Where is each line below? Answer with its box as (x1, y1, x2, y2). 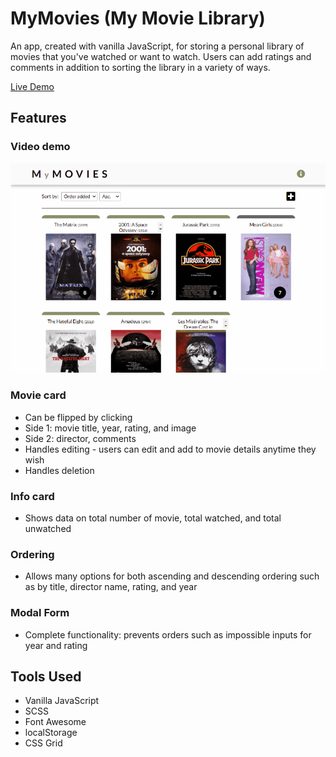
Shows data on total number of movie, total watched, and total (24, 512, 282, 524)
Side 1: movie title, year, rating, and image (24, 422, 197, 434)
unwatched (24, 523, 72, 534)
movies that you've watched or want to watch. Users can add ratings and (10, 50, 312, 62)
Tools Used (10, 668, 82, 685)
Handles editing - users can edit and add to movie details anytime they (24, 443, 317, 455)
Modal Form (10, 606, 70, 620)
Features (10, 110, 67, 127)
